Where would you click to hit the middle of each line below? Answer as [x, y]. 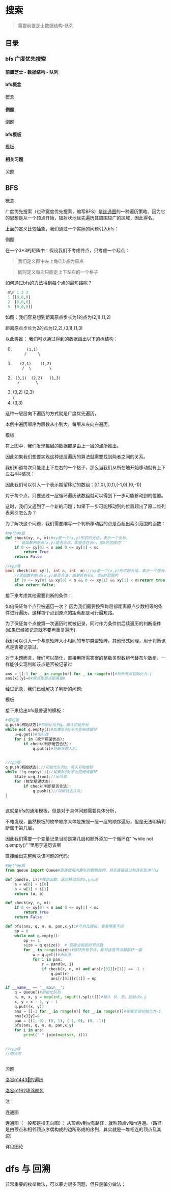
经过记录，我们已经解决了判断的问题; [44, 689]
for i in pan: [47, 960]
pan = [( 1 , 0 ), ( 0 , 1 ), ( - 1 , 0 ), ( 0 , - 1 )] [60, 1021]
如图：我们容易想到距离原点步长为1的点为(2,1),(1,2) [58, 317]
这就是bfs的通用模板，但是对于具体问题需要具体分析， [62, 811]
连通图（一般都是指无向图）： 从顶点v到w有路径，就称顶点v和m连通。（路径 [83, 1123]
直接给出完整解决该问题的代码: [37, 856]
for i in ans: [29, 1030]
